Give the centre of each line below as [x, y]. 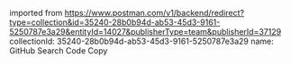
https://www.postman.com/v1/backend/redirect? [155, 13]
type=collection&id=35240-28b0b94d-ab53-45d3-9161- [115, 22]
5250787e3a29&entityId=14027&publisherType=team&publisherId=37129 [145, 32]
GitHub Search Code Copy [59, 51]
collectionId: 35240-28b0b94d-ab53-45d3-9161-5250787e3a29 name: [142, 41]
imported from [36, 13]
